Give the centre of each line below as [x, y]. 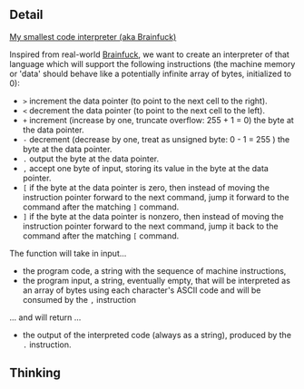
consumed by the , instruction [79, 299]
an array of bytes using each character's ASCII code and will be [142, 290]
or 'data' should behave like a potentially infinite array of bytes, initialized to [151, 73]
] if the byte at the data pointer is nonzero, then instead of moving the [153, 216]
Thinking [35, 373]
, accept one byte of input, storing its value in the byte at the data [146, 168]
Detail [26, 15]
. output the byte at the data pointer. [91, 159]
